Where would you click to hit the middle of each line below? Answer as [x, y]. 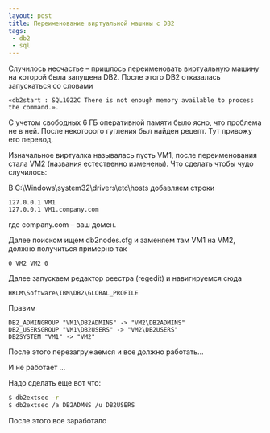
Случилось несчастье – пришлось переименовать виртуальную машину [134, 68]
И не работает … [37, 368]
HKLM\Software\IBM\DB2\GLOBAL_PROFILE [73, 293]
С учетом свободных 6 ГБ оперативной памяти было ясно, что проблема [135, 122]
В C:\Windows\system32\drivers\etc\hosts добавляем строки [112, 188]
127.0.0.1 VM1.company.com [54, 210]
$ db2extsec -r [34, 398]
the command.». [34, 108]
